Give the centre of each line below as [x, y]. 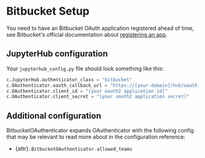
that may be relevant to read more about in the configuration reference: [96, 137]
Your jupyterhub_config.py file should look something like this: [85, 68]
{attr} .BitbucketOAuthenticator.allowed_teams [74, 149]
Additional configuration [54, 116]
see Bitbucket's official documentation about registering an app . [87, 34]
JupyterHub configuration [57, 54]
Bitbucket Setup [48, 11]
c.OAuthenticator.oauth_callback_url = [57, 85]
